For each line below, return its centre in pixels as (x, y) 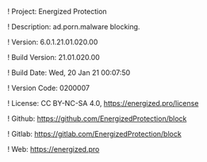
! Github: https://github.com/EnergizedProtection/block (97, 119)
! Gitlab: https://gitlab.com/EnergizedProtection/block (94, 134)
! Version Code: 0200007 (49, 88)
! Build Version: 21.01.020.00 (54, 57)
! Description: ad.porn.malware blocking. (74, 26)
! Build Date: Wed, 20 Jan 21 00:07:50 (69, 73)
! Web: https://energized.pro (54, 149)
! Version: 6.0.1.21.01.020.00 (53, 42)
